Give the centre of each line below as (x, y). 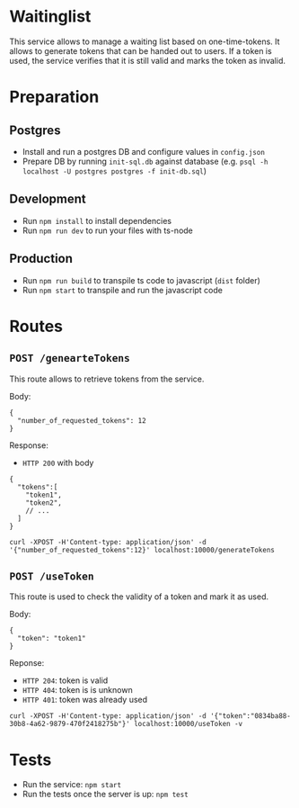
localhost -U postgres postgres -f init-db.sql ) (114, 171)
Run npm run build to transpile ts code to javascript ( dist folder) (141, 280)
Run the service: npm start (72, 785)
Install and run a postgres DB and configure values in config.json (143, 151)
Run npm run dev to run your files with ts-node (107, 230)
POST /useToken (52, 576)
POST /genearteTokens (70, 359)
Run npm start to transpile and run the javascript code (122, 290)
